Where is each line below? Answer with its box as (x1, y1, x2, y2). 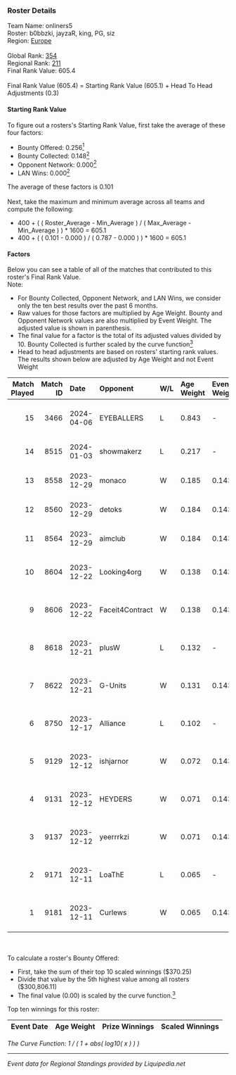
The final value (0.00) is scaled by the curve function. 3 (17, 990, 176, 1000)
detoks (99, 504, 122, 514)
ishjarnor (99, 756, 129, 766)
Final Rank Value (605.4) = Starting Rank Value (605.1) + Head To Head (7, 82, 213, 90)
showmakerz (99, 446, 142, 456)
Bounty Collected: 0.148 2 (17, 151, 90, 160)
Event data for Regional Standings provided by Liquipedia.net (7, 1059, 186, 1068)
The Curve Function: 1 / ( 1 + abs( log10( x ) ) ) (7, 1039, 140, 1048)
